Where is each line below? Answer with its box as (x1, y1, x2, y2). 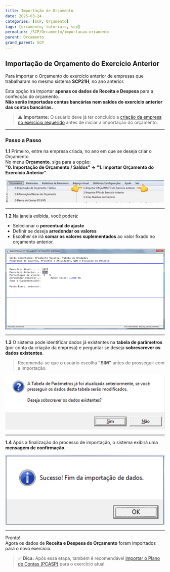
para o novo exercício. (5, 546, 52, 552)
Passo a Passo (5, 136, 41, 144)
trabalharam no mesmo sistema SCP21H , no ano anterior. (5, 78, 125, 84)
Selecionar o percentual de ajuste (12, 223, 84, 229)
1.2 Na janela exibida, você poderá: (5, 213, 78, 219)
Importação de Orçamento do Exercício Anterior (5, 60, 160, 68)
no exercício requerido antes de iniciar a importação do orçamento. (17, 119, 158, 125)
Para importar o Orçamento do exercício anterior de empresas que (5, 73, 144, 79)
